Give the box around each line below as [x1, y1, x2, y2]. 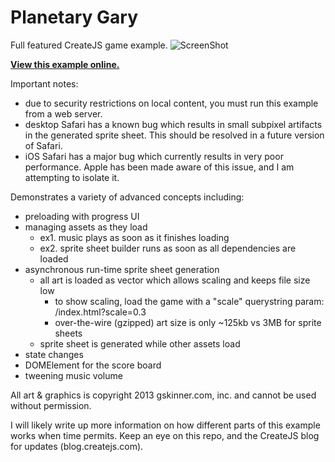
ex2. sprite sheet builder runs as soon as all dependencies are [39, 242, 297, 254]
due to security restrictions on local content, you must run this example [24, 97, 319, 109]
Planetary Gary [10, 6, 139, 29]
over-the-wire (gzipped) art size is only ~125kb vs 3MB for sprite [54, 316, 322, 328]
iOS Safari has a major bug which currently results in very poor [24, 150, 284, 162]
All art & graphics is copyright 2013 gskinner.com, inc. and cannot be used [10, 389, 317, 401]
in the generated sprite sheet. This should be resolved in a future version [24, 129, 325, 141]
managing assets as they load [24, 221, 148, 233]
